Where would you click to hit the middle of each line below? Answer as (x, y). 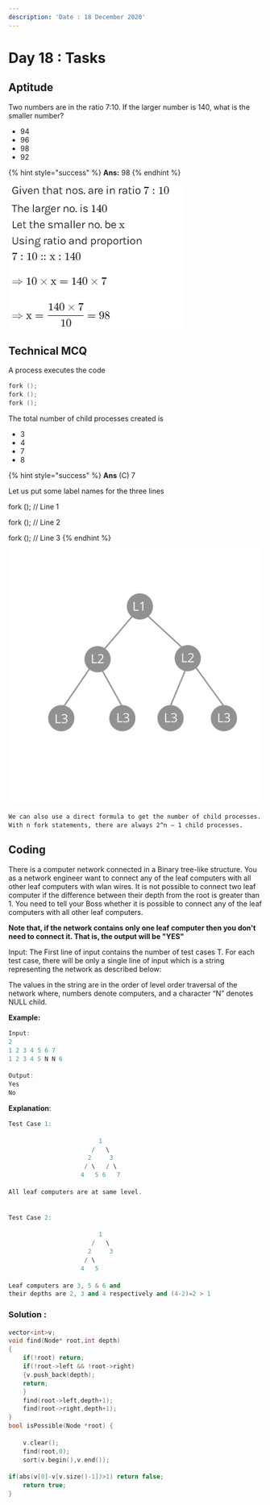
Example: (25, 1017)
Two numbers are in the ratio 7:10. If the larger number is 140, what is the (129, 107)
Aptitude (31, 87)
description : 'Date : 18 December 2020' (77, 17)
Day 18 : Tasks (57, 58)
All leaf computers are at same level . (75, 1192)
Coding (27, 850)
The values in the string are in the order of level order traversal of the (123, 984)
